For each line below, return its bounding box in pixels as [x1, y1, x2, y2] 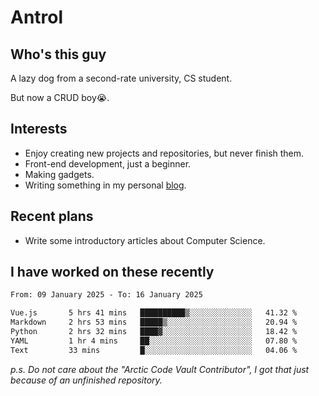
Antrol [10, 6, 64, 29]
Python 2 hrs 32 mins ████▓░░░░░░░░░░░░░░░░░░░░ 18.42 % [10, 327, 298, 337]
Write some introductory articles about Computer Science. [24, 234, 266, 246]
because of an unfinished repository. [10, 374, 163, 386]
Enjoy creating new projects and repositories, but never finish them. [24, 147, 305, 159]
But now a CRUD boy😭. [10, 92, 110, 103]
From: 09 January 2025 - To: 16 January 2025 [10, 290, 203, 300]
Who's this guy [10, 46, 107, 63]
